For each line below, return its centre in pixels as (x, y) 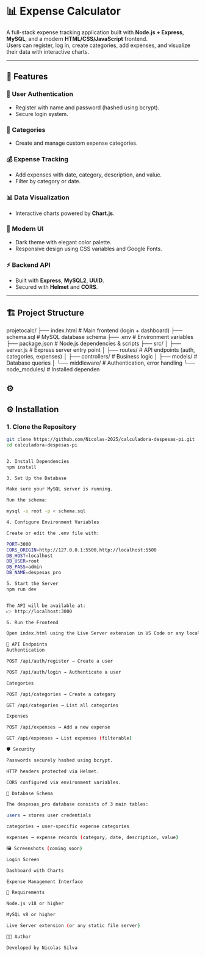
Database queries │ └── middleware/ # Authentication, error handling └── (101, 363)
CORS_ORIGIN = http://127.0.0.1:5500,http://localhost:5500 (81, 550)
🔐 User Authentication (40, 94)
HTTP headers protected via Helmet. (53, 771)
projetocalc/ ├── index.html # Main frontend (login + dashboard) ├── (95, 330)
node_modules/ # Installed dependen (53, 369)
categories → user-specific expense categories (68, 827)
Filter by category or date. (48, 181)
